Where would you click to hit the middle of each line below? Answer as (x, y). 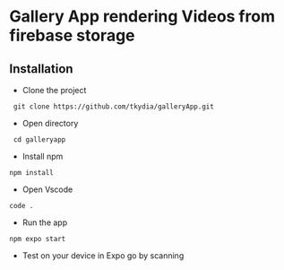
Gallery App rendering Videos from (142, 17)
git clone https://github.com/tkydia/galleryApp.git (114, 107)
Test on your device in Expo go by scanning (103, 256)
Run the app (45, 222)
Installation (41, 69)
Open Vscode (47, 189)
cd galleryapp (39, 140)
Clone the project (54, 90)
